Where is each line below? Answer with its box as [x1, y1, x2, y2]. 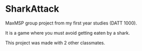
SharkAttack [5, 3, 59, 15]
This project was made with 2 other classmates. [5, 39, 105, 46]
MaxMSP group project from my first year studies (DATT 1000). [5, 20, 137, 26]
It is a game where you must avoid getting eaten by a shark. [5, 30, 130, 36]
